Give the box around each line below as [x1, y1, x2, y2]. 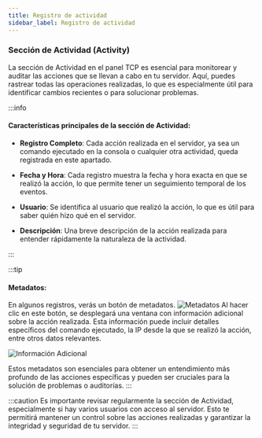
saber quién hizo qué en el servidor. [19, 211, 136, 220]
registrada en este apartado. [19, 155, 113, 164]
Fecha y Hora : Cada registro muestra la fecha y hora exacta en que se [19, 171, 248, 179]
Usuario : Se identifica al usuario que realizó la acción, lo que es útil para [19, 202, 255, 212]
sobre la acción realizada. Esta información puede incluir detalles [8, 317, 220, 326]
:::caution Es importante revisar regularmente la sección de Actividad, [8, 396, 234, 406]
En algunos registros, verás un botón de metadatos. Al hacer [8, 300, 249, 310]
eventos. [19, 187, 48, 197]
